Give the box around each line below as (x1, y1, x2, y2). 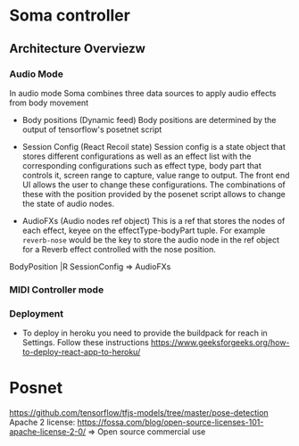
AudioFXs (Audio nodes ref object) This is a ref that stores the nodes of (21, 215, 286, 226)
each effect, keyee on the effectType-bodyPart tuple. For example (21, 225, 266, 235)
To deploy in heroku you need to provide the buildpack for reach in (21, 327, 268, 339)
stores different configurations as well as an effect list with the (21, 151, 252, 161)
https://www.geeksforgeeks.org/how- (150, 337, 290, 348)
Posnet (9, 378, 63, 398)
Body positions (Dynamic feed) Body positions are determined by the (21, 114, 277, 125)
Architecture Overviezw (9, 41, 145, 56)
